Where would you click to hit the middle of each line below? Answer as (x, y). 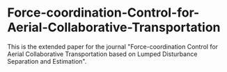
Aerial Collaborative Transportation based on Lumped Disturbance (102, 54)
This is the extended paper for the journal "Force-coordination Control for (112, 46)
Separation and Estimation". (47, 61)
